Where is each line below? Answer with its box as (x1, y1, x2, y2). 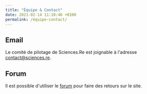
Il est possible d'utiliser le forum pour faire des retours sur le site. (5, 83, 142, 89)
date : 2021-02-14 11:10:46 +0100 (5, 12, 77, 17)
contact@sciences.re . (5, 54, 52, 61)
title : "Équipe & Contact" (5, 7, 63, 13)
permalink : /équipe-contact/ (5, 17, 67, 22)
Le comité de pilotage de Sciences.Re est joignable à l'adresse (5, 49, 137, 55)
